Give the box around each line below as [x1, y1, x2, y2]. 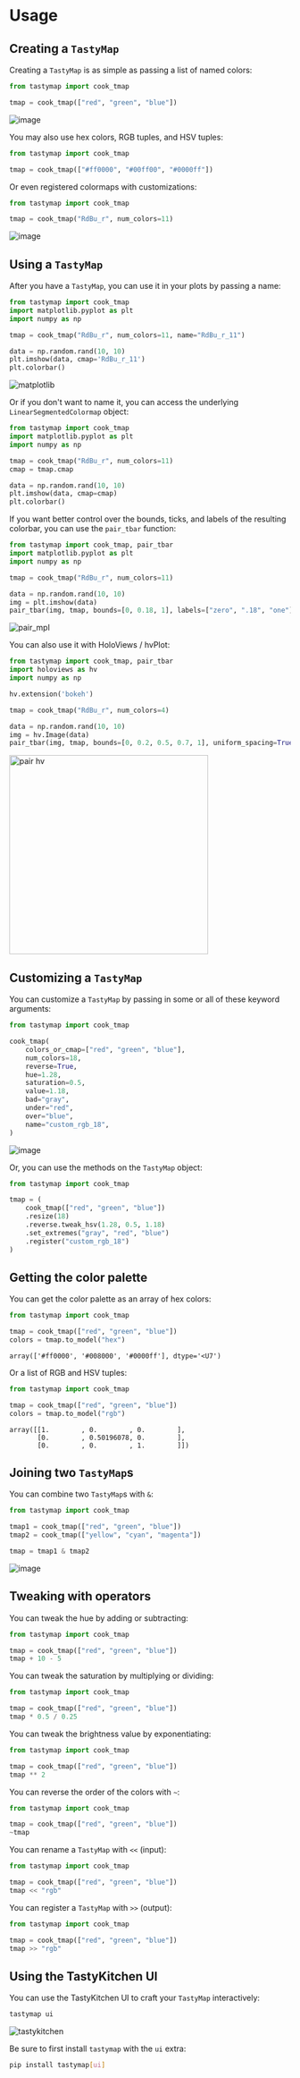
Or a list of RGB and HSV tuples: [9, 1367, 128, 1378]
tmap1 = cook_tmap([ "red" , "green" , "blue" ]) [9, 1522, 181, 1531]
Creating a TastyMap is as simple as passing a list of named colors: [9, 64, 253, 75]
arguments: [9, 1004, 52, 1014]
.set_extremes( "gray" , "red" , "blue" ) [25, 1228, 170, 1237]
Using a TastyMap [9, 257, 104, 272]
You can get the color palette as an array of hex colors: [9, 1293, 212, 1304]
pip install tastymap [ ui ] [9, 2061, 105, 2070]
